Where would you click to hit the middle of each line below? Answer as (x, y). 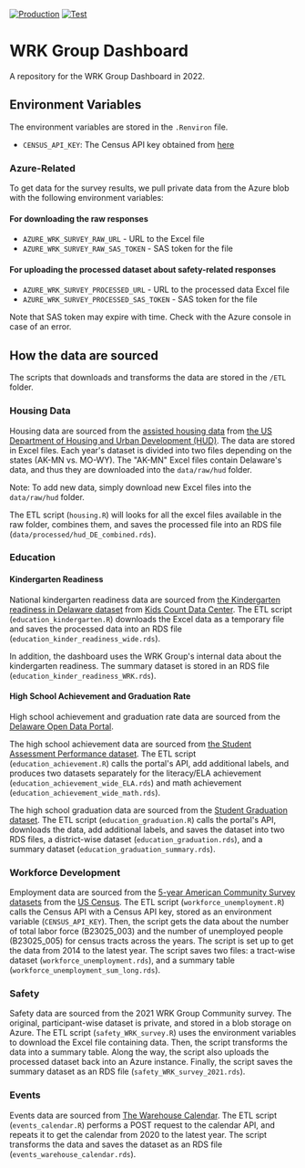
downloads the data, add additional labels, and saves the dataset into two (147, 829)
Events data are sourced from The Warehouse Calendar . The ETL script (143, 1115)
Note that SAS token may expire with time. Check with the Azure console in (150, 317)
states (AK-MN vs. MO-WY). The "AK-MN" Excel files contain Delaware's (146, 460)
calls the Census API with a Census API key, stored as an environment (141, 912)
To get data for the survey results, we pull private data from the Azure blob (149, 188)
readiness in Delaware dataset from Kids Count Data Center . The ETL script (151, 609)
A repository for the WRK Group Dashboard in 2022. (107, 76)
